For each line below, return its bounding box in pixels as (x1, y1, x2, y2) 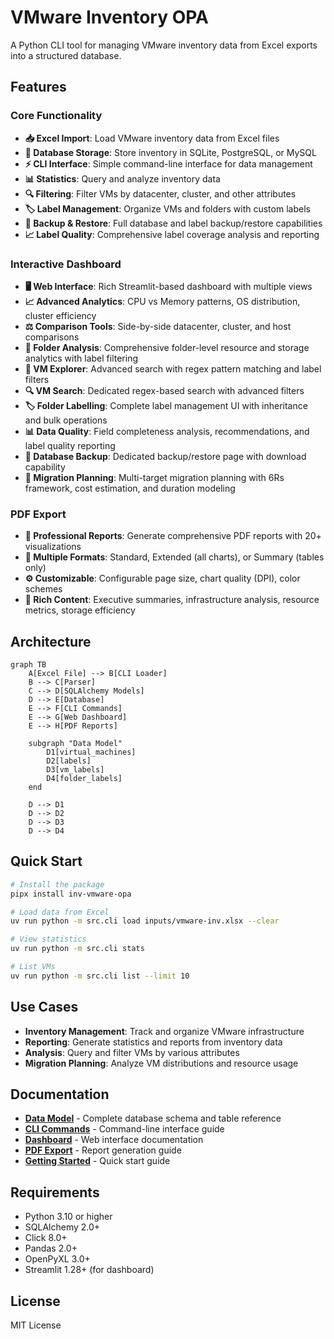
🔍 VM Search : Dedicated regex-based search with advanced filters (24, 384, 305, 396)
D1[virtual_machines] (46, 747, 137, 758)
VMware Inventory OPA (10, 6, 209, 29)
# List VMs (10, 962, 56, 972)
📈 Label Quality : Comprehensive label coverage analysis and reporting (24, 228, 320, 240)
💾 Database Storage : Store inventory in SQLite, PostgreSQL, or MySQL (24, 146, 317, 158)
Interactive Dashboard (10, 257, 122, 271)
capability (24, 461, 66, 473)
